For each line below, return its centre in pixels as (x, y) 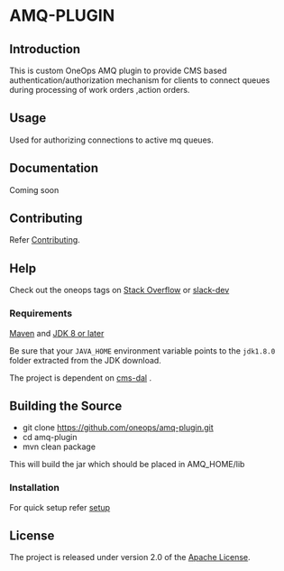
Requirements (41, 314)
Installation (35, 488)
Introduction (45, 49)
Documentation (54, 168)
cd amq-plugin (50, 437)
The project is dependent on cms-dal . (80, 378)
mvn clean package (59, 447)
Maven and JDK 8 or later (57, 333)
